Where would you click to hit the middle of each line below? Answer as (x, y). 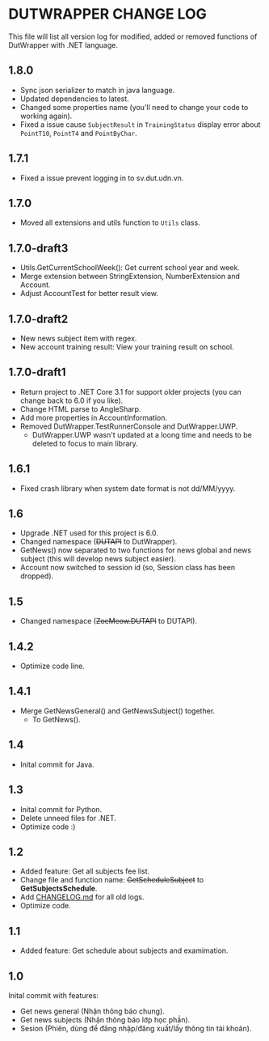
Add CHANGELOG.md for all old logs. (82, 897)
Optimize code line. (52, 666)
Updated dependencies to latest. (74, 99)
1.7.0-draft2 (38, 319)
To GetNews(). (56, 719)
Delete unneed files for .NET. (68, 818)
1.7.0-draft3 (38, 248)
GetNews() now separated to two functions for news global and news (136, 550)
